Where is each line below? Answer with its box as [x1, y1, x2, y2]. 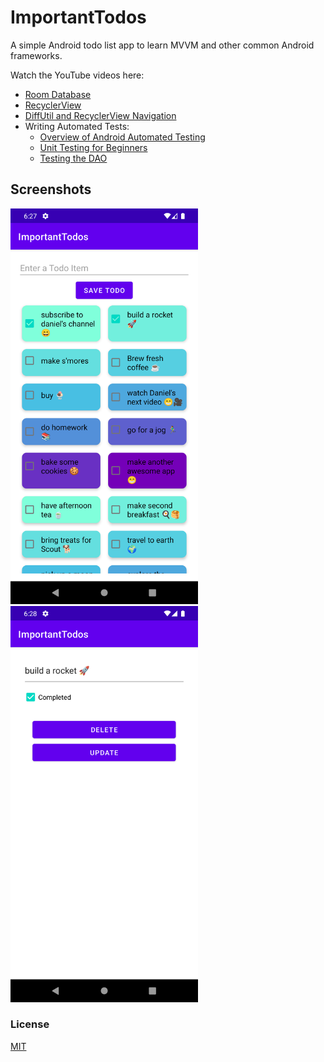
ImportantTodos [10, 6, 147, 29]
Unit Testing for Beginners [39, 141, 148, 153]
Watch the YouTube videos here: [10, 69, 145, 81]
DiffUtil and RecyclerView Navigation [24, 109, 177, 121]
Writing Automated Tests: [24, 120, 130, 132]
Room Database [24, 88, 92, 100]
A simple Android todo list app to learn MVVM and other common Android [10, 39, 315, 51]
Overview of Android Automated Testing [39, 131, 206, 143]
